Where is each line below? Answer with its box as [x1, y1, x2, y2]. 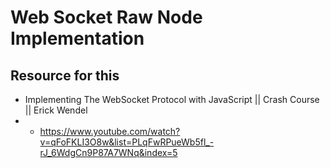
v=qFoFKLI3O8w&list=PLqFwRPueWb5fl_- [39, 136, 215, 148]
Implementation [10, 27, 145, 50]
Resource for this [10, 67, 120, 84]
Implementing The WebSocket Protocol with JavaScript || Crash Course [24, 94, 320, 105]
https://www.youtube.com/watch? [39, 126, 181, 137]
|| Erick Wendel [24, 104, 88, 116]
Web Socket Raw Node [10, 6, 203, 29]
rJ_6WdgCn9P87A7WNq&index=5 [39, 147, 178, 158]
